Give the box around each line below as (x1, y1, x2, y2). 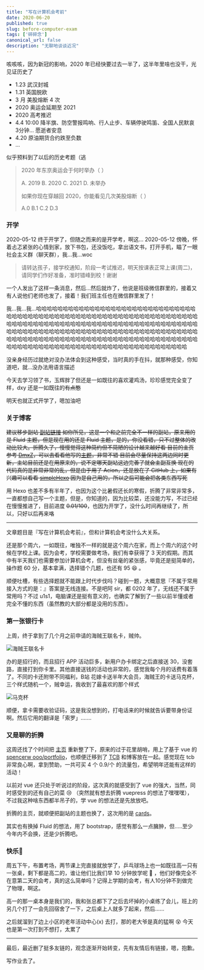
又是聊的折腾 (6, 731, 44, 739)
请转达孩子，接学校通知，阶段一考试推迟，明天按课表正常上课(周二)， (21, 264, 196, 271)
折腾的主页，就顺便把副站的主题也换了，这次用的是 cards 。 (6, 810, 155, 817)
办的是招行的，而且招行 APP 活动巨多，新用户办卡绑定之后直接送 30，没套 (6, 658, 193, 665)
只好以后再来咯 (16, 510, 55, 517)
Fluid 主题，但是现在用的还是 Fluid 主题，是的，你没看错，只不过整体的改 (13, 436, 196, 444)
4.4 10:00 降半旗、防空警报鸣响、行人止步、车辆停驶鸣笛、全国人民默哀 (15, 119, 195, 126)
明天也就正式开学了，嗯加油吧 (6, 397, 81, 405)
